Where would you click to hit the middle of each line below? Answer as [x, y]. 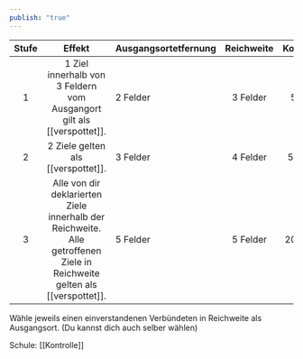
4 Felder [249, 157]
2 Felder [133, 97]
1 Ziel [76, 63]
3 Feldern [77, 86]
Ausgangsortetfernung [165, 48]
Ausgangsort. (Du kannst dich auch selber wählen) [104, 327]
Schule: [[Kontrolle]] [46, 345]
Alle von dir [77, 183]
